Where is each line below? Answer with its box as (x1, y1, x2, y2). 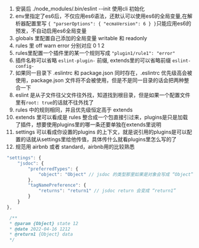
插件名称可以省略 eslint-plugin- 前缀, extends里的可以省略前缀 (15, 57, 171, 64)
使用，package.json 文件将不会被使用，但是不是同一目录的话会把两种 (15, 77, 185, 84)
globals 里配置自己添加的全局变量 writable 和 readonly (15, 35, 147, 41)
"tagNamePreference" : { (28, 182, 86, 188)
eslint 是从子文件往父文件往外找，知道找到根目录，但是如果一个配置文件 (15, 92, 191, 99)
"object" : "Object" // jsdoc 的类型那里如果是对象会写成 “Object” (38, 171, 194, 177)
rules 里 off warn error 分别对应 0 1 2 (15, 42, 105, 49)
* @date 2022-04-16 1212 (9, 226, 70, 232)
